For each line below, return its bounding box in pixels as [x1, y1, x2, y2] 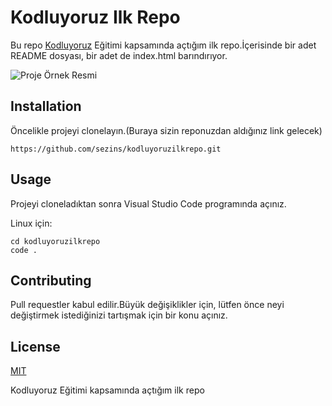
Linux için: [10, 217, 53, 229]
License [10, 338, 61, 355]
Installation [10, 98, 82, 115]
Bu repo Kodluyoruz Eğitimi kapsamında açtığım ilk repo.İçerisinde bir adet [10, 39, 317, 51]
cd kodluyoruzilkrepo [10, 236, 101, 246]
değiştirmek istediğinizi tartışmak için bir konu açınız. [10, 309, 228, 321]
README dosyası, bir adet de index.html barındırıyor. [10, 49, 228, 61]
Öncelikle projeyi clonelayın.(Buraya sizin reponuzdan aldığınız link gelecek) [10, 124, 323, 136]
